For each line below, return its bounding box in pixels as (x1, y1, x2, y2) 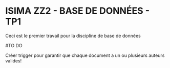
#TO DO (5, 42, 23, 48)
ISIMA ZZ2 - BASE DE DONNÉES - (5, 5, 150, 17)
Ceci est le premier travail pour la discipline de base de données (5, 32, 141, 39)
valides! (5, 57, 22, 63)
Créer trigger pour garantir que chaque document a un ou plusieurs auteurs (5, 52, 165, 58)
